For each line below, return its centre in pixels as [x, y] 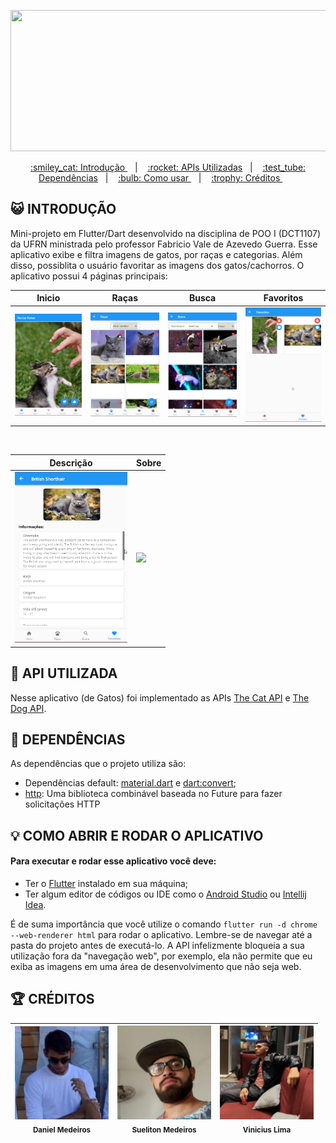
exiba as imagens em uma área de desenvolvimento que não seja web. [156, 967]
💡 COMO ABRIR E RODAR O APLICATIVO [137, 835]
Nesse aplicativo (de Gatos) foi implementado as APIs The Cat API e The [160, 697]
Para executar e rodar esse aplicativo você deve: [113, 861]
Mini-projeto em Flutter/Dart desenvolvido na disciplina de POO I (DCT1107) [166, 233]
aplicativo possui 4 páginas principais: [89, 276]
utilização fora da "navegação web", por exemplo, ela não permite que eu [161, 956]
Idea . [35, 905]
